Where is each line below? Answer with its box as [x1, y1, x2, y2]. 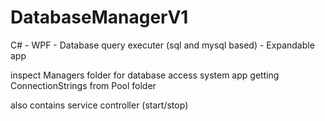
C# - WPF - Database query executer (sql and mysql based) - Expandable [10, 39, 315, 51]
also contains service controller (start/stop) [10, 99, 189, 111]
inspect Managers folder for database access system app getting [10, 69, 280, 81]
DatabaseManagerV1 [10, 6, 189, 29]
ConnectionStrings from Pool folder [10, 79, 157, 91]
